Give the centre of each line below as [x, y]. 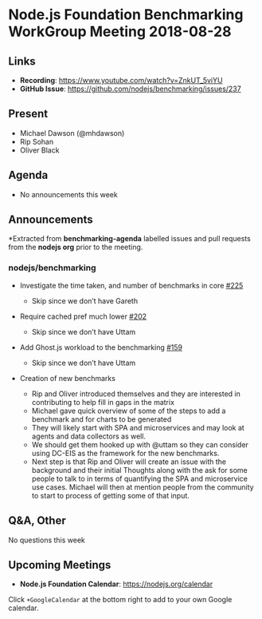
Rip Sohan [37, 141]
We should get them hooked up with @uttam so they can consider [140, 444]
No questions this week [47, 540]
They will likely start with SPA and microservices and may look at [138, 427]
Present [28, 114]
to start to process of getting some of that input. [110, 495]
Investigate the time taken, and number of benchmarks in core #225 [131, 285]
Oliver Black [39, 150]
